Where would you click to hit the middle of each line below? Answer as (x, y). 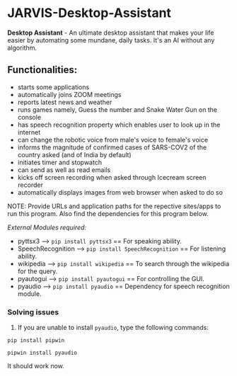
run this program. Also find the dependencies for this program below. (108, 213)
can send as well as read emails (64, 170)
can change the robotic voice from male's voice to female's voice (113, 139)
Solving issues (33, 312)
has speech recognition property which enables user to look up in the (119, 125)
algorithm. (22, 47)
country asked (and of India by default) (75, 154)
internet (29, 132)
